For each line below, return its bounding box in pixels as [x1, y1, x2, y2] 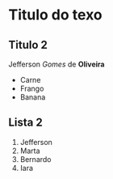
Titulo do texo [8, 6, 103, 24]
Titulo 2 [8, 38, 48, 52]
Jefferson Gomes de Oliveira [8, 59, 105, 69]
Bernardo [19, 154, 52, 164]
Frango [19, 83, 44, 93]
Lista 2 [8, 116, 43, 130]
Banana [19, 92, 46, 102]
